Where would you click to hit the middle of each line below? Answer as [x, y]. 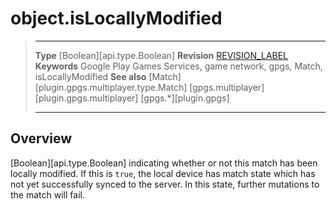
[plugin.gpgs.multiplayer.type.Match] [111, 87]
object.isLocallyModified [116, 18]
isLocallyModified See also [90, 76]
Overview [41, 138]
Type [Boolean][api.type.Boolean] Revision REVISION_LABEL [161, 55]
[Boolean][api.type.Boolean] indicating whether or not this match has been [164, 163]
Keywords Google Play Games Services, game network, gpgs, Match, [178, 66]
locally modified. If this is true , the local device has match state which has [163, 173]
